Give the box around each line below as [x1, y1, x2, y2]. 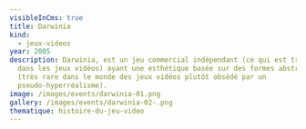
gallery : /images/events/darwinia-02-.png [9, 97, 173, 107]
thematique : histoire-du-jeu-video [9, 106, 145, 115]
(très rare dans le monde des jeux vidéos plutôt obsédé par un [17, 73, 267, 82]
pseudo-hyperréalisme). [17, 81, 107, 90]
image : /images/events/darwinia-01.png [9, 89, 161, 98]
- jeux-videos [17, 38, 71, 48]
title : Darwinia [9, 22, 71, 31]
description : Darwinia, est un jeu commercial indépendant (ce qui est [9, 55, 287, 64]
